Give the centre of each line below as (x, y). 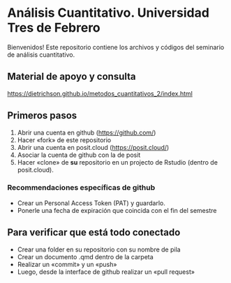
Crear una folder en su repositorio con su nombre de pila (99, 249)
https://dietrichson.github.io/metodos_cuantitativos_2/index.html (100, 93)
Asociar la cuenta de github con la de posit (79, 155)
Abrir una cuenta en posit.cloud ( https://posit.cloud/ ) (93, 147)
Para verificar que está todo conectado (94, 233)
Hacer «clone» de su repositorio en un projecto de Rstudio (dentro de (118, 162)
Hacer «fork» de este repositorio (64, 140)
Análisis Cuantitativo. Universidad (108, 13)
